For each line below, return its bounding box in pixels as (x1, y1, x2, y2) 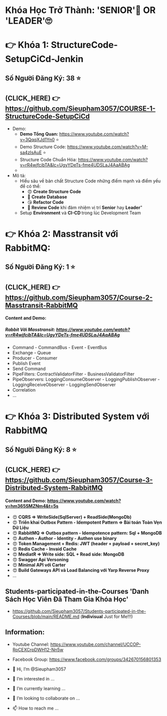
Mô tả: (12, 172, 26, 178)
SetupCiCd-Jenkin (5, 54, 84, 65)
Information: (5, 628, 45, 636)
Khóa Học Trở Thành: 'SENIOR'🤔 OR (5, 5, 156, 16)
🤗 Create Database (27, 194, 67, 200)
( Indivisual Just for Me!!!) (80, 613, 133, 620)
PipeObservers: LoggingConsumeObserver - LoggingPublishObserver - (12, 377, 160, 383)
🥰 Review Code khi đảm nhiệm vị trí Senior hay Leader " (27, 204, 143, 210)
